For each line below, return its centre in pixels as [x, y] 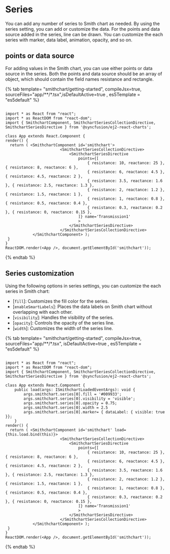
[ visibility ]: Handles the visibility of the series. [63, 317]
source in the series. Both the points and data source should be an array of [84, 74]
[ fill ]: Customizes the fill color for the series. [61, 301]
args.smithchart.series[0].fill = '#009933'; [73, 394]
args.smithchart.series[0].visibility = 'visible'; [80, 399]
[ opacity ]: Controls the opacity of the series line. [64, 322]
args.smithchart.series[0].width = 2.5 [66, 407]
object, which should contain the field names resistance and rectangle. [79, 79]
